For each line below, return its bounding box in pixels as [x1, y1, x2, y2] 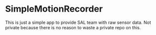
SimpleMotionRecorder [5, 3, 103, 15]
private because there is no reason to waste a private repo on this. [5, 24, 141, 30]
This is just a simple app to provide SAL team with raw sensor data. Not [5, 19, 152, 25]
